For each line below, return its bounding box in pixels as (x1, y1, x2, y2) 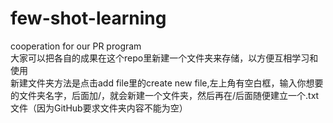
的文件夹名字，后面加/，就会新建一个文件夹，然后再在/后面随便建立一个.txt (10, 89, 320, 101)
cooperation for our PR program (10, 40, 142, 52)
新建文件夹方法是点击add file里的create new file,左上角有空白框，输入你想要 (10, 77, 324, 89)
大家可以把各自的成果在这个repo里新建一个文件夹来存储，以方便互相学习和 (10, 52, 319, 64)
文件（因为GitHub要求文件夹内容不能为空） (10, 102, 188, 114)
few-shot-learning (10, 7, 167, 30)
